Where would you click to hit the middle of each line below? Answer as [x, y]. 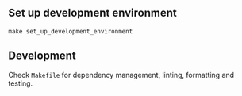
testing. [21, 83]
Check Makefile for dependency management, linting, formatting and [121, 75]
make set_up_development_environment [71, 31]
